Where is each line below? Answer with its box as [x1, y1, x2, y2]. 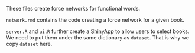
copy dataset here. [6, 41, 53, 47]
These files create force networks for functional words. [6, 5, 141, 12]
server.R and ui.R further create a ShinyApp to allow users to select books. [6, 28, 190, 35]
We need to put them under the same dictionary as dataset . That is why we [6, 34, 189, 41]
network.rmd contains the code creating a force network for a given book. [6, 16, 185, 23]
